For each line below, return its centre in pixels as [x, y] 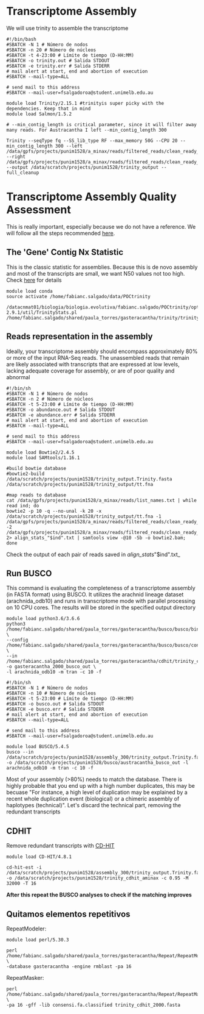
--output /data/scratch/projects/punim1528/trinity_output [83, 167]
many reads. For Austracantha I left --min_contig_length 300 [87, 130]
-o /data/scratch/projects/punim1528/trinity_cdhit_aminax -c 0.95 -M [97, 878]
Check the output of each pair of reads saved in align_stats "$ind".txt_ [93, 554]
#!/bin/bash [21, 39]
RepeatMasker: [25, 977]
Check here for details [34, 280]
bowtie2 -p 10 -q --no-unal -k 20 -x [54, 511]
